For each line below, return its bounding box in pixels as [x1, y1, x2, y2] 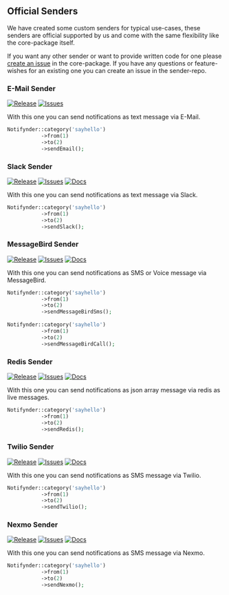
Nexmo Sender [7, 520, 58, 530]
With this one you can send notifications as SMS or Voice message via [7, 268, 207, 276]
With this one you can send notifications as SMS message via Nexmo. [7, 549, 205, 557]
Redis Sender [7, 356, 53, 366]
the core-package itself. [7, 38, 75, 47]
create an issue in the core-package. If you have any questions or [7, 59, 194, 68]
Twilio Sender [7, 442, 54, 452]
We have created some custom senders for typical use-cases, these [7, 23, 201, 32]
